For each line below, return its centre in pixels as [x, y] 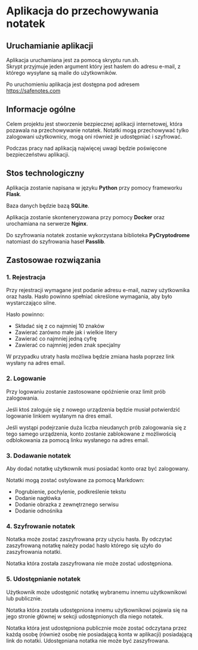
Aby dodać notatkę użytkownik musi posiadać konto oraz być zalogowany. [98, 468]
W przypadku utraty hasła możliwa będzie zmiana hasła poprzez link [90, 357]
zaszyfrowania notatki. [34, 552]
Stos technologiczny [45, 174]
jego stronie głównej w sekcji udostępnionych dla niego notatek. [85, 616]
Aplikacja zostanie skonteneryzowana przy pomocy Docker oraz [86, 217]
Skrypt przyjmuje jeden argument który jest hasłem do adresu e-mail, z [93, 66]
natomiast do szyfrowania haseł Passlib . [56, 241]
